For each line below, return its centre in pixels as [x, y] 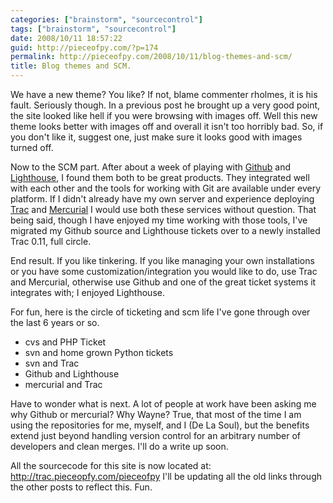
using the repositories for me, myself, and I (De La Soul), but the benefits [160, 425]
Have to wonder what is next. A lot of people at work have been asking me [163, 404]
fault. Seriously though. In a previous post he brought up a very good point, [165, 105]
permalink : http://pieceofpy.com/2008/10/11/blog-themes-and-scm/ [151, 57]
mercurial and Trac [63, 384]
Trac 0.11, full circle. [51, 241]
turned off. [32, 147]
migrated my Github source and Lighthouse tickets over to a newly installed [165, 230]
